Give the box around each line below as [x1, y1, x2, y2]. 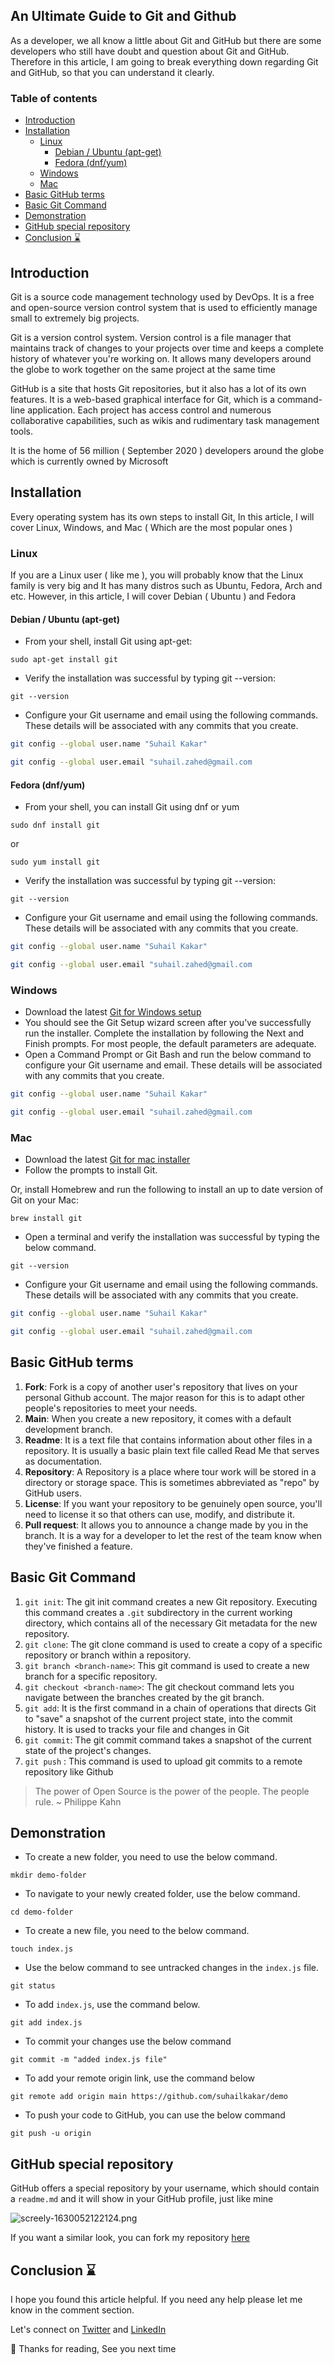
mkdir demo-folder [10, 1870, 87, 1881]
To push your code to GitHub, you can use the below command [24, 2109, 286, 2121]
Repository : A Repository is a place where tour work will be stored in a [24, 1465, 317, 1478]
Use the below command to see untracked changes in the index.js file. [24, 1962, 320, 1974]
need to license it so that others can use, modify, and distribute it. [24, 1508, 296, 1520]
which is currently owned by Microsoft [10, 455, 169, 467]
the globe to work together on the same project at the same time [10, 363, 276, 375]
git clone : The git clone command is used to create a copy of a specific [24, 1638, 323, 1650]
